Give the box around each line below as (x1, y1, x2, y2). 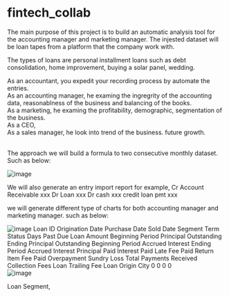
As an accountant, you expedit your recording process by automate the (7, 76, 210, 84)
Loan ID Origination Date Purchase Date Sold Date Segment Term (33, 224, 220, 233)
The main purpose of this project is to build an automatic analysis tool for (7, 28, 216, 36)
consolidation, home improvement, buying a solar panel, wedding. (7, 63, 195, 71)
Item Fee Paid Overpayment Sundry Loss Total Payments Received (7, 254, 198, 262)
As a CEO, (7, 120, 36, 129)
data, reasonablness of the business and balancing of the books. (7, 98, 192, 107)
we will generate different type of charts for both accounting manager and (7, 204, 219, 212)
